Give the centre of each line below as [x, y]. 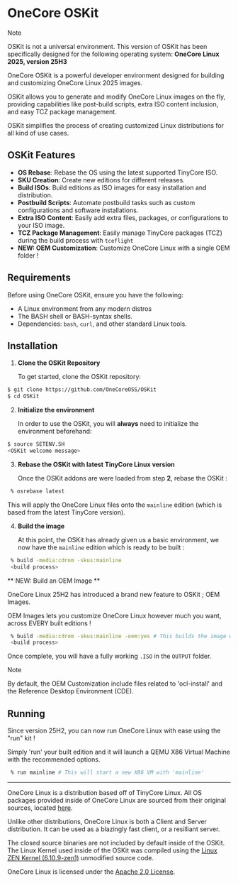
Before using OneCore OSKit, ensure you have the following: [96, 295]
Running [27, 714]
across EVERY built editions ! [50, 623]
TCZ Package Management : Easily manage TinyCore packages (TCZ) [120, 233]
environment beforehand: [55, 432]
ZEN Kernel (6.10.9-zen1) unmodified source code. [81, 857]
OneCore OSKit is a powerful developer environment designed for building [116, 75]
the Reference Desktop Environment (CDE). [70, 691]
